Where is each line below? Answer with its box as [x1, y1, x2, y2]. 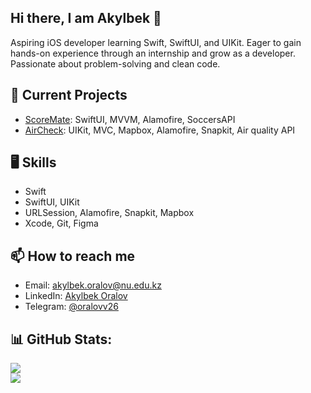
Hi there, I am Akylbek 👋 [10, 10, 162, 27]
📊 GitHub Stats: [10, 331, 113, 348]
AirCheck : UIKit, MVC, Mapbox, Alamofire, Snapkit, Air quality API [24, 124, 296, 136]
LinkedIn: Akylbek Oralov [24, 290, 128, 302]
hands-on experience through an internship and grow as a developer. [10, 47, 296, 59]
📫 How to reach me [10, 247, 136, 265]
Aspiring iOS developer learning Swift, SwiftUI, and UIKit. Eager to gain [10, 36, 302, 48]
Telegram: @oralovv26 [24, 301, 119, 313]
